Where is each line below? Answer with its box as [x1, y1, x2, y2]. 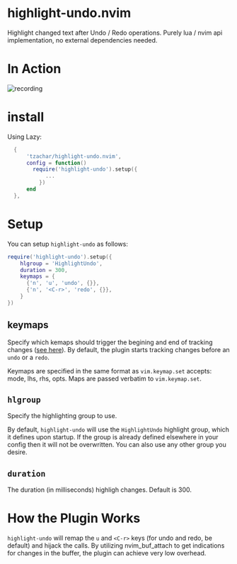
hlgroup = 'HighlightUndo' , [20, 260, 103, 267]
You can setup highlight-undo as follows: [7, 239, 129, 248]
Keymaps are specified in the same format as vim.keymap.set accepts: [7, 366, 212, 375]
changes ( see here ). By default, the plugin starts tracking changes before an [7, 345, 230, 354]
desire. [7, 448, 28, 456]
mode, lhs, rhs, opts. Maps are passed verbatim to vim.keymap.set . [7, 374, 202, 383]
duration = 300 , [20, 266, 69, 273]
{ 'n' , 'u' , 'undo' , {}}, [25, 280, 100, 287]
